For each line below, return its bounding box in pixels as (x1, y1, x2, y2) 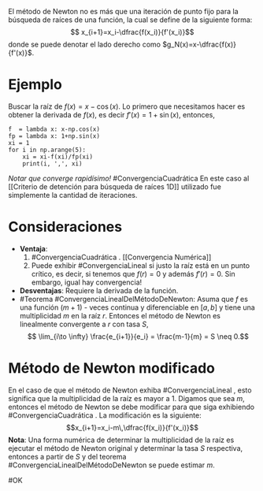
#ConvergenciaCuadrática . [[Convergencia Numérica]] (31, 252, 212, 262)
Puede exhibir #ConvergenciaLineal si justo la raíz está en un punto (31, 260, 250, 270)
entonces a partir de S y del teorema (8, 452, 127, 461)
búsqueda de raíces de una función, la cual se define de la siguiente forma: (8, 15, 253, 24)
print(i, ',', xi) (22, 159, 83, 168)
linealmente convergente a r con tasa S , (19, 319, 149, 329)
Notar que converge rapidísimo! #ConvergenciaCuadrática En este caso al (8, 173, 250, 183)
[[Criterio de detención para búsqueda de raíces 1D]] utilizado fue (8, 181, 222, 192)
